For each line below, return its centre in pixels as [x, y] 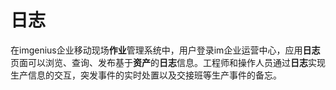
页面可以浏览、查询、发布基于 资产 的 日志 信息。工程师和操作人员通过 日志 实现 [168, 62]
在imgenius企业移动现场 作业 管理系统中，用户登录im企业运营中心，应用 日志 [165, 50]
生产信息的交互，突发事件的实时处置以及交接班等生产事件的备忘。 [146, 75]
